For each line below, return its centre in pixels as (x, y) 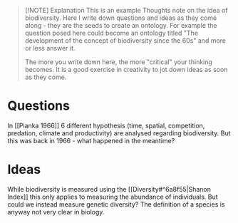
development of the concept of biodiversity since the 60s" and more (125, 41)
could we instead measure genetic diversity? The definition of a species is (116, 204)
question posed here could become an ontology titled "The (111, 33)
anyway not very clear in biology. (56, 212)
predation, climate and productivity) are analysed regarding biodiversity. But (119, 133)
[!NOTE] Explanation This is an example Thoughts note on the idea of (126, 10)
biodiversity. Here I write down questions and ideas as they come (121, 18)
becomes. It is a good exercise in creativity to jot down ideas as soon (126, 69)
